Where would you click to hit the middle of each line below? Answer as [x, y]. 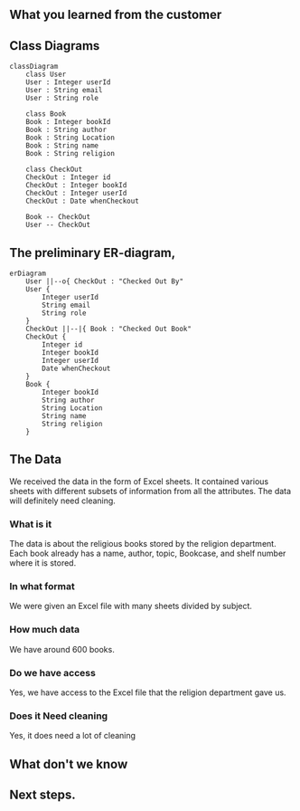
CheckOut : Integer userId [76, 194]
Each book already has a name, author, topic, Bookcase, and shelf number [148, 553]
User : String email [64, 91]
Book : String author [66, 130]
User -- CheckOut [58, 225]
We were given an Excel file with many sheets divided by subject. [131, 606]
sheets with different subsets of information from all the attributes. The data [150, 491]
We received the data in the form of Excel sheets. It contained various [139, 481]
